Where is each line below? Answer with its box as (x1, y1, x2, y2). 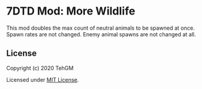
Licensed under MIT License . (6, 76, 79, 83)
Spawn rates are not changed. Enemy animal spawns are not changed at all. (6, 30, 196, 38)
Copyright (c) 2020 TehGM (6, 64, 74, 71)
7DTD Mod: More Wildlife (6, 4, 135, 18)
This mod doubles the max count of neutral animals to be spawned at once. (6, 24, 195, 31)
